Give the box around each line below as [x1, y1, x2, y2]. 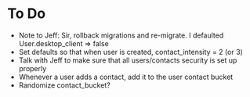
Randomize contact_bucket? [18, 80, 111, 90]
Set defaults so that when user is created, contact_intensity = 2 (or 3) [18, 47, 244, 56]
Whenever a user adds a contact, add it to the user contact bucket [18, 72, 234, 81]
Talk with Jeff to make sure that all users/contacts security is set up [18, 56, 237, 65]
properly [18, 63, 47, 73]
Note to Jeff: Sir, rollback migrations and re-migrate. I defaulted [18, 31, 224, 40]
